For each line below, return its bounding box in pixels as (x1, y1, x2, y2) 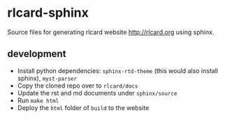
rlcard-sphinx (7, 5, 89, 21)
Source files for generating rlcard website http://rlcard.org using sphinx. (7, 28, 215, 36)
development (7, 48, 66, 60)
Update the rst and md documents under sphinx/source (17, 88, 177, 97)
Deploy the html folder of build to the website (17, 103, 150, 112)
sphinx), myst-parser (17, 74, 78, 82)
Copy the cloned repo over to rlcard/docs (17, 81, 138, 90)
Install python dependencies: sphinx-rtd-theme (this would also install (17, 66, 219, 74)
